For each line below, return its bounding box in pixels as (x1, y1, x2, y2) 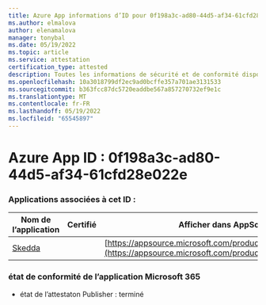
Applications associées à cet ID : (8, 193, 136, 204)
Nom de (21, 215, 51, 226)
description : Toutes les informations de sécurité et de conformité (8, 71, 239, 78)
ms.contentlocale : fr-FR (8, 100, 90, 108)
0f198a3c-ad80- (108, 149, 221, 167)
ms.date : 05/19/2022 (8, 41, 77, 49)
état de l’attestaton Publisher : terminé (19, 289, 144, 299)
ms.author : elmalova (8, 19, 77, 27)
